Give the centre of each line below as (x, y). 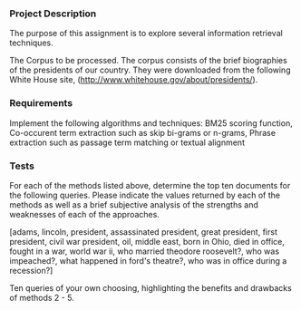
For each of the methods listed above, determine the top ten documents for (150, 185)
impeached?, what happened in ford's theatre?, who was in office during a (148, 260)
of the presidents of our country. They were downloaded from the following (150, 70)
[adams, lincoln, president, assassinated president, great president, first (144, 232)
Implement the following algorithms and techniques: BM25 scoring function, (151, 123)
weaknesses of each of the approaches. (85, 214)
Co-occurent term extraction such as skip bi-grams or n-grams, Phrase (143, 132)
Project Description (53, 14)
